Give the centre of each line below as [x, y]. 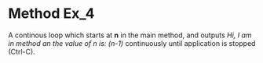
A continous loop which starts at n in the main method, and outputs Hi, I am [130, 35]
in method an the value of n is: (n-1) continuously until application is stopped [132, 43]
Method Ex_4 [51, 14]
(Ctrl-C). [22, 51]
